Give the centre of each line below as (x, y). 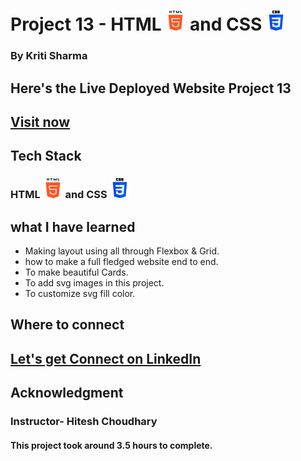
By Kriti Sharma (49, 56)
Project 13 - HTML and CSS (136, 24)
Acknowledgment (67, 393)
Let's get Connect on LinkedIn (106, 358)
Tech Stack (46, 156)
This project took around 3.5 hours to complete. (111, 445)
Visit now (40, 121)
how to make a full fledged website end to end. (121, 262)
